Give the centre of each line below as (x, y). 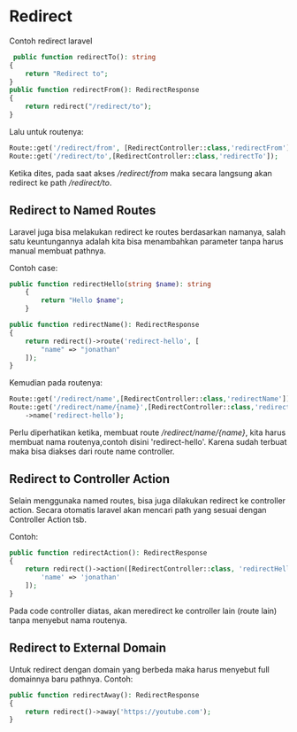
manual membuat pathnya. (57, 251)
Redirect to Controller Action (90, 479)
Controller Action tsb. (48, 519)
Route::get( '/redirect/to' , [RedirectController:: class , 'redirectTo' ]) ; (144, 156)
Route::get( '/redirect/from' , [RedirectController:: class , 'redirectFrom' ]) (152, 148)
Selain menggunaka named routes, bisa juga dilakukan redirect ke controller (147, 500)
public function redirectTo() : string (84, 57)
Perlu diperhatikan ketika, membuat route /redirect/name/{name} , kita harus (148, 432)
